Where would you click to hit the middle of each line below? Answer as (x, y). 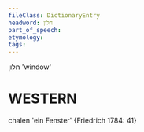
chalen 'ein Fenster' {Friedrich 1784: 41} (73, 121)
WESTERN (42, 99)
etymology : (26, 37)
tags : (17, 45)
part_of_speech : (35, 30)
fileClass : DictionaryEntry (54, 15)
